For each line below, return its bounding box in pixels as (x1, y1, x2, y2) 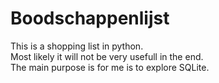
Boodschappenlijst (10, 7, 170, 30)
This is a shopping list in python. (10, 40, 144, 52)
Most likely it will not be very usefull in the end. (10, 50, 204, 62)
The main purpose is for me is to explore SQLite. (10, 61, 210, 73)
